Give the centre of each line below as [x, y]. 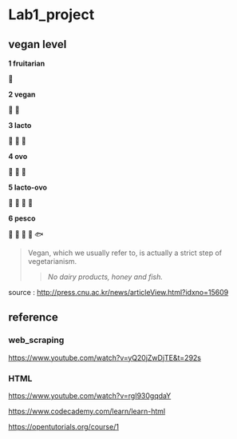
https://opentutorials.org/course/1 [64, 426]
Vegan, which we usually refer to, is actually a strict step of [124, 253]
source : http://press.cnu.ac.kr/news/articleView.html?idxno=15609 [118, 292]
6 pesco [22, 218]
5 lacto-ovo [28, 187]
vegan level [38, 44]
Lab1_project [51, 15]
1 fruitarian [27, 63]
